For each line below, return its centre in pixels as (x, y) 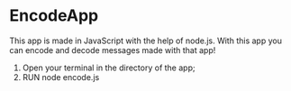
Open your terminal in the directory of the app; (109, 68)
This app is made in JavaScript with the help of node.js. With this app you (145, 41)
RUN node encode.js (61, 77)
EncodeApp (54, 16)
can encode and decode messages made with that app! (113, 50)
